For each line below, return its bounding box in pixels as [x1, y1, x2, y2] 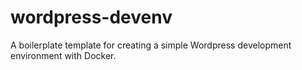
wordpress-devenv [10, 6, 173, 29]
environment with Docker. [10, 49, 117, 61]
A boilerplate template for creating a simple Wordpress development [10, 39, 292, 51]
